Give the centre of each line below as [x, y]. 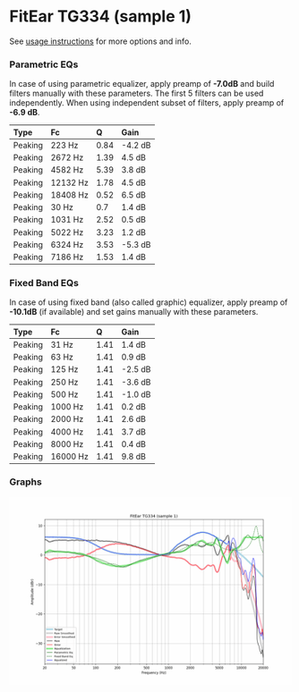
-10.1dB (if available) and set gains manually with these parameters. [134, 312]
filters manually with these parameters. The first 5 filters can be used [137, 93]
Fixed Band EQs [44, 283]
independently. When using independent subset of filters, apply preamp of [147, 103]
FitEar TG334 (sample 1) [101, 17]
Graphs [26, 482]
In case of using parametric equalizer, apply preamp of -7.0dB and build [142, 84]
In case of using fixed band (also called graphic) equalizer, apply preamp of [149, 302]
